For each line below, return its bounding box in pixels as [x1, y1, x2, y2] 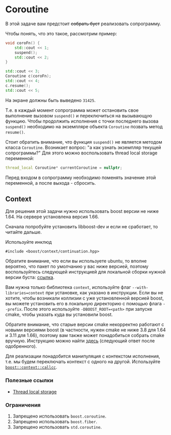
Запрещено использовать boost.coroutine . [12, 413, 106, 419]
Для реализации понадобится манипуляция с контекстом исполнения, [5, 353, 160, 360]
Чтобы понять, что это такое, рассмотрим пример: [5, 30, 117, 36]
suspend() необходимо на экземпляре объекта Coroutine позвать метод [5, 123, 163, 129]
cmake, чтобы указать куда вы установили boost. [5, 311, 113, 318]
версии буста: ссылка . [5, 274, 55, 281]
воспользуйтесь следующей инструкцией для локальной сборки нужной [5, 269, 166, 275]
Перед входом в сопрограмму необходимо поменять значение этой [5, 174, 156, 181]
